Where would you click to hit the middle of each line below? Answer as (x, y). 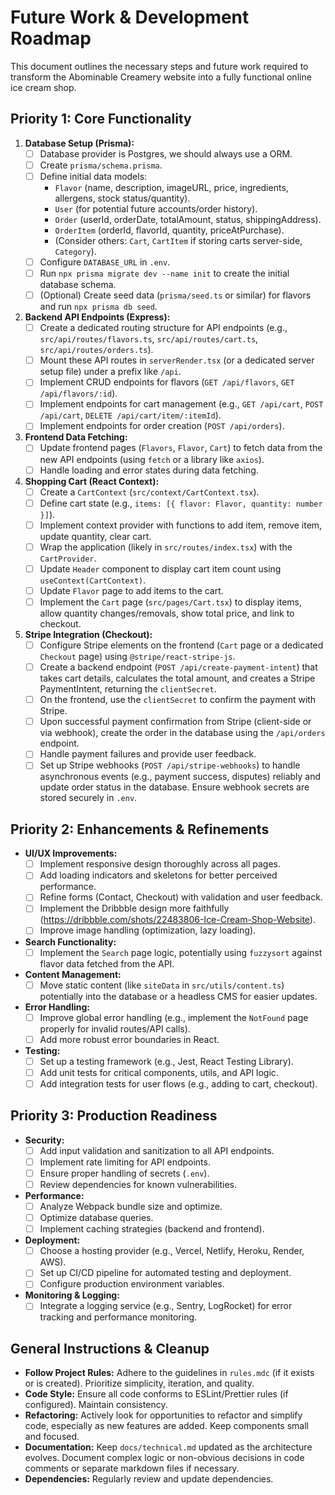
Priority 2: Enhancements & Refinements (140, 829)
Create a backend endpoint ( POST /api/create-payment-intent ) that (178, 667)
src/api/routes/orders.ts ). (96, 350)
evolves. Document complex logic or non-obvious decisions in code (164, 1458)
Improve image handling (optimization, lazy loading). (148, 930)
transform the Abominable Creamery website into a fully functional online (161, 77)
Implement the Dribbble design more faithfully (134, 908)
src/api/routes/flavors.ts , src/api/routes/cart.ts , (149, 339)
